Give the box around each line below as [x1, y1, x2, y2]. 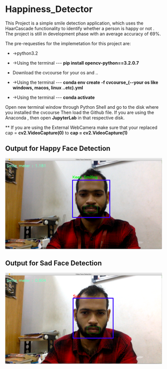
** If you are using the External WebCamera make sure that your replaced [5, 124, 158, 130]
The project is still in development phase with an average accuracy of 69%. [5, 31, 161, 37]
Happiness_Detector [5, 4, 93, 15]
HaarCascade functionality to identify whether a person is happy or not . [5, 25, 154, 31]
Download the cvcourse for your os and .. [12, 69, 99, 76]
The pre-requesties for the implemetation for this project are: [5, 40, 131, 46]
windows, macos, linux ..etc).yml [12, 84, 84, 91]
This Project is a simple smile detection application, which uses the [5, 20, 144, 26]
